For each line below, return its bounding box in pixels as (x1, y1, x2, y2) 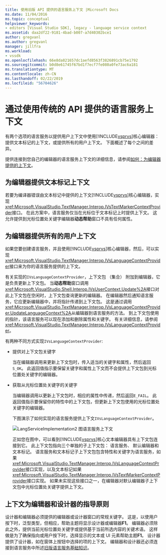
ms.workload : (5, 48, 32, 53)
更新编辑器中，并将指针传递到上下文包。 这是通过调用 (22, 299, 132, 304)
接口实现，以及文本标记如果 (25, 467, 82, 472)
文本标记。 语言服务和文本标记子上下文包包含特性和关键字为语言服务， (12, 449, 157, 455)
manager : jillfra (5, 44, 41, 49)
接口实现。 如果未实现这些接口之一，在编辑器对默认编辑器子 (27, 478, 150, 484)
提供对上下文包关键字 (12, 349, 56, 355)
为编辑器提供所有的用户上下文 (5, 232, 96, 240)
